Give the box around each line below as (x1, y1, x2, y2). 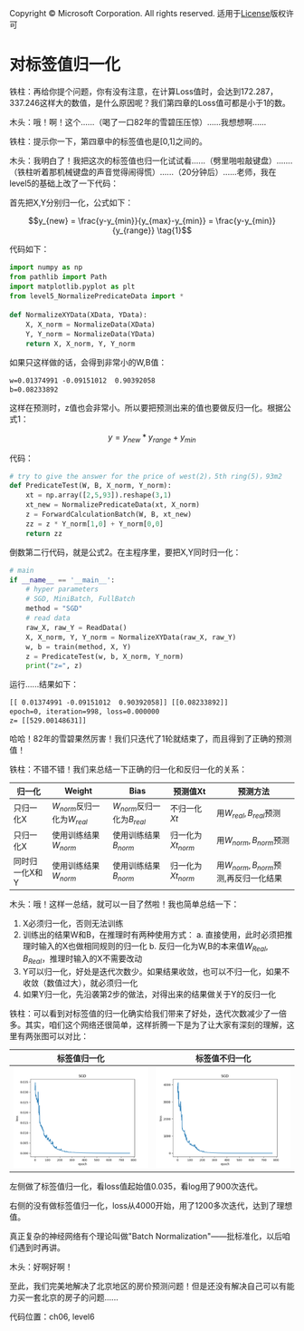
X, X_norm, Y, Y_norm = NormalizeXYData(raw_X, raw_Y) (25, 633, 237, 642)
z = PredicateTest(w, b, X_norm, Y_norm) (25, 652, 184, 661)
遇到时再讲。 (16, 1241, 65, 1253)
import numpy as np (9, 262, 83, 272)
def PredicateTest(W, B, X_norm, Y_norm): (9, 481, 172, 491)
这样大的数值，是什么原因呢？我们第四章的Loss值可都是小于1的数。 (39, 97, 291, 108)
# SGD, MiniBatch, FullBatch (25, 595, 136, 604)
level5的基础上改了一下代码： (9, 178, 119, 189)
